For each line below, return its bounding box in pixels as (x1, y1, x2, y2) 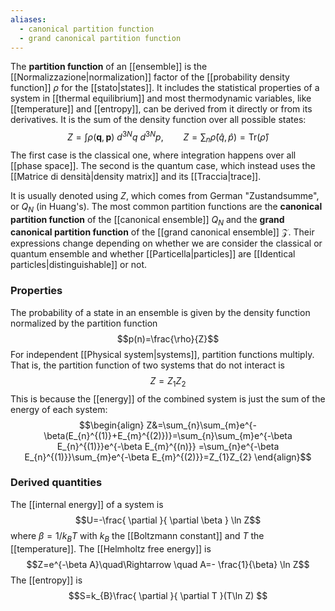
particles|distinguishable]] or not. (10, 259, 148, 271)
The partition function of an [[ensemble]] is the (10, 61, 208, 73)
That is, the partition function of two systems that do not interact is (10, 359, 286, 371)
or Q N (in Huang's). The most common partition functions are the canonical (10, 200, 323, 215)
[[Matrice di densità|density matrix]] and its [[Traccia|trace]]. (10, 170, 262, 182)
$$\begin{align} (79, 419, 145, 431)
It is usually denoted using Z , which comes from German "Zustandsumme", (10, 189, 320, 201)
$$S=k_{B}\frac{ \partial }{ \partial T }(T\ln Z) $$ (68, 589, 268, 601)
